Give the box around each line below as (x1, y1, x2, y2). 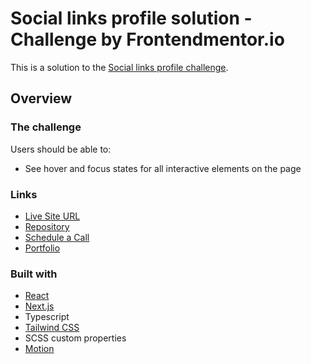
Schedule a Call (24, 231, 90, 243)
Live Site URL (24, 210, 81, 222)
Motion (24, 343, 55, 355)
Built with (10, 267, 58, 281)
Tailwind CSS (24, 322, 80, 334)
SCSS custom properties (24, 332, 127, 344)
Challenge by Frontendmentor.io (10, 28, 285, 51)
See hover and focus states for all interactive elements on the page (24, 162, 302, 174)
